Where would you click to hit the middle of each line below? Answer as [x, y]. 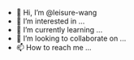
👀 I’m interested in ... [50, 21]
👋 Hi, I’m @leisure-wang [56, 13]
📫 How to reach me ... [54, 47]
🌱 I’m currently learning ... [59, 30]
